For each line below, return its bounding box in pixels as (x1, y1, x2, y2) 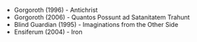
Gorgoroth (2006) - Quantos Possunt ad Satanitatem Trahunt (13, 13, 191, 21)
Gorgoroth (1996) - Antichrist (13, 6, 98, 14)
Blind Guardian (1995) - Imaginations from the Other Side (13, 21, 179, 28)
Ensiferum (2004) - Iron (13, 28, 83, 36)
